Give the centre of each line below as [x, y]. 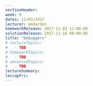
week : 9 [14, 15]
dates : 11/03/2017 [25, 19]
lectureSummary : [22, 71]
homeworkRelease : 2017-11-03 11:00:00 [46, 29]
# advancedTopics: [25, 62]
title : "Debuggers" [26, 38]
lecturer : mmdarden [26, 24]
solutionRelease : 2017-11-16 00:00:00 [46, 33]
